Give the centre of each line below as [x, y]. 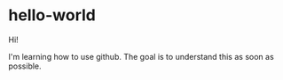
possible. [25, 66]
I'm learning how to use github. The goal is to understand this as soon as [141, 56]
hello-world [52, 15]
